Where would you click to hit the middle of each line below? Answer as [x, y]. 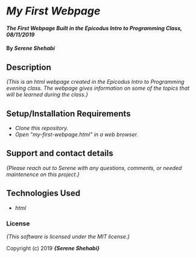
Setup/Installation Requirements [68, 114]
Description [29, 67]
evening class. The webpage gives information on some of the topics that [98, 88]
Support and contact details [60, 153]
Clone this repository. [42, 128]
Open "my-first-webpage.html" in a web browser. [77, 134]
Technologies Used [43, 193]
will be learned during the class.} [47, 95]
